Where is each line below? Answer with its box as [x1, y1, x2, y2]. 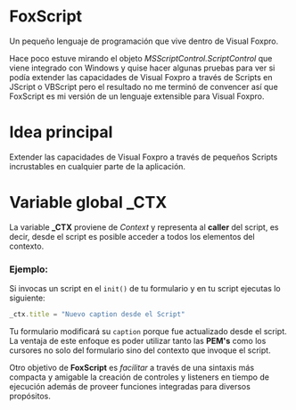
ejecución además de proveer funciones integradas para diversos [9, 381, 251, 391]
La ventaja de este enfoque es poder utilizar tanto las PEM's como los [9, 335, 267, 346]
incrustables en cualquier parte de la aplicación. [9, 160, 185, 171]
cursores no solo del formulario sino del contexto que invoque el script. [9, 345, 271, 356]
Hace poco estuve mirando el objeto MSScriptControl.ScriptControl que [9, 53, 273, 63]
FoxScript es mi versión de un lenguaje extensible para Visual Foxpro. [9, 91, 265, 102]
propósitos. [9, 390, 52, 401]
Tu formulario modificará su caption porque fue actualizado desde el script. [9, 325, 287, 336]
